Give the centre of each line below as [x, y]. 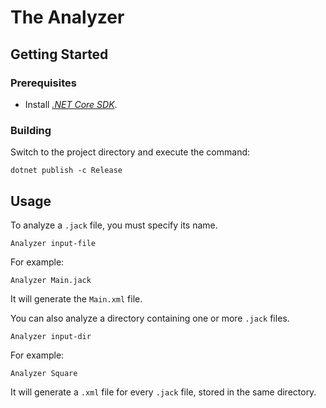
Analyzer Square [44, 373]
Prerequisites [43, 83]
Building [31, 130]
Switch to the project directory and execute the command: [130, 152]
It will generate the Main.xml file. [76, 298]
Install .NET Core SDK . [71, 104]
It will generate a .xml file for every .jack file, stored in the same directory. [163, 392]
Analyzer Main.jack [51, 280]
